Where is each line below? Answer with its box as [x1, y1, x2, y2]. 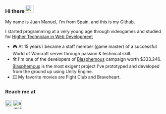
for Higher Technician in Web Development [5, 34, 93, 39]
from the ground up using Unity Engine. [12, 69, 93, 75]
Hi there [5, 7, 25, 14]
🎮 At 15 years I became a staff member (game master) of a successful [12, 43, 157, 49]
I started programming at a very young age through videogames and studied [5, 29, 162, 35]
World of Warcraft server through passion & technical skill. [12, 51, 132, 57]
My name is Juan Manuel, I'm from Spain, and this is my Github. [5, 19, 135, 25]
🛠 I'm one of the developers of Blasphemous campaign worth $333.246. [12, 56, 162, 62]
